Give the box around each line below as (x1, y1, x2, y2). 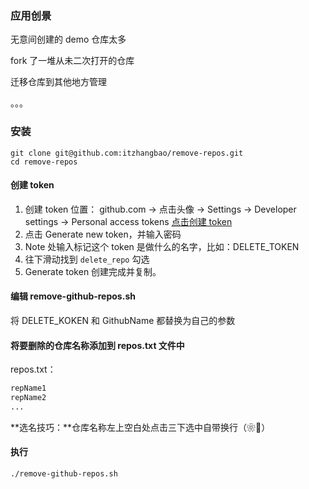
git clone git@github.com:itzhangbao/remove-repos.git (10, 148, 244, 158)
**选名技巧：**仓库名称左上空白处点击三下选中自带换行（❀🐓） (10, 421, 271, 433)
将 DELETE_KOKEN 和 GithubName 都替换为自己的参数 (10, 315, 236, 326)
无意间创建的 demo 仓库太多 (10, 33, 127, 46)
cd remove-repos (10, 157, 78, 167)
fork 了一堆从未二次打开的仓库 (10, 55, 135, 67)
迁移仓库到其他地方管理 (10, 76, 107, 88)
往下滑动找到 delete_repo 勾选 (24, 253, 150, 265)
